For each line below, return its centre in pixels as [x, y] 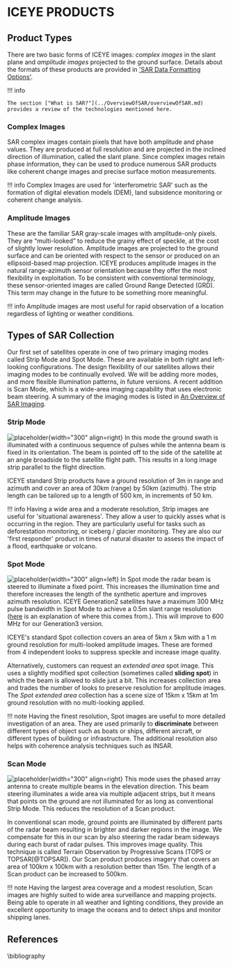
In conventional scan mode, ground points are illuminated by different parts [115, 822]
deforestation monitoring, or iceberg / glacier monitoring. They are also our [115, 531]
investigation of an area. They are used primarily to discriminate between [113, 724]
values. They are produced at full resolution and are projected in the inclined [116, 149]
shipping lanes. [29, 917]
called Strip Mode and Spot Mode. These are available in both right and [110, 359]
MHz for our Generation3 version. [55, 624]
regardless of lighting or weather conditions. [71, 313]
